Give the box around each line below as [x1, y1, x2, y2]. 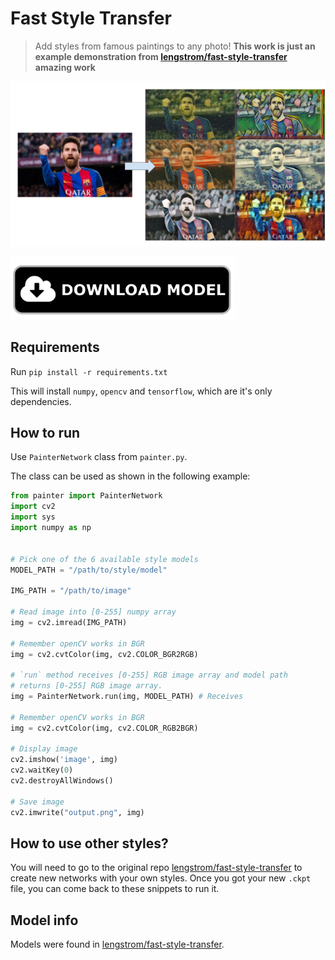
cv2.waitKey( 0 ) [10, 765, 74, 776]
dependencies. [10, 395, 72, 407]
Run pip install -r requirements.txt [10, 365, 168, 377]
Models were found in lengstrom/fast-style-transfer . [10, 938, 225, 951]
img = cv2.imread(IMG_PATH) [10, 617, 128, 627]
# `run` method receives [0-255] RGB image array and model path [10, 670, 288, 681]
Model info [10, 912, 79, 929]
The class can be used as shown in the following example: [10, 470, 251, 482]
